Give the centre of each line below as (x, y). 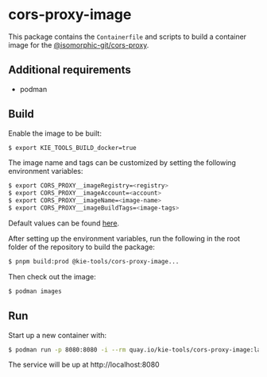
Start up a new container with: (58, 335)
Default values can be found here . (64, 223)
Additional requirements (70, 70)
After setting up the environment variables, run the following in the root (124, 238)
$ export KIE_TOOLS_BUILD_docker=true (72, 148)
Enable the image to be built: (55, 133)
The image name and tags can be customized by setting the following (122, 163)
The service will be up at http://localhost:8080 (84, 365)
